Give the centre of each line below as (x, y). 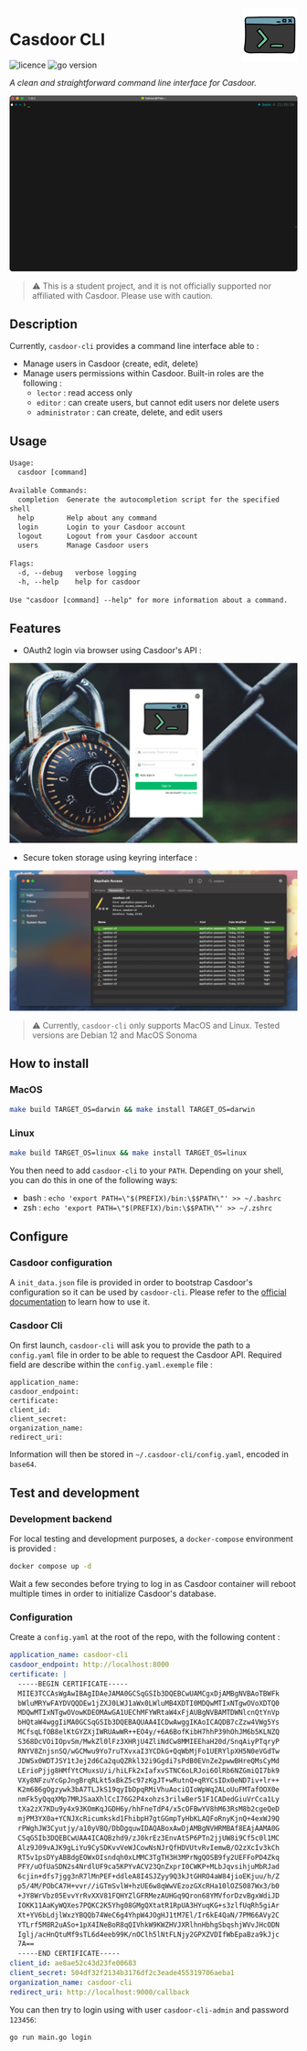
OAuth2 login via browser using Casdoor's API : (112, 650)
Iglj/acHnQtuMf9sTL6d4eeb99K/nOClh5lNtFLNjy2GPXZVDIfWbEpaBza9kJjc (149, 1934)
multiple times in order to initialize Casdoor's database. (113, 1593)
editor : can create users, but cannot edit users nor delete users (158, 403)
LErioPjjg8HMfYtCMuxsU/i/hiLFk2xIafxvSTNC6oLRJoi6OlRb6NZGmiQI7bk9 (149, 1771)
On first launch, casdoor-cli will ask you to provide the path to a (130, 1346)
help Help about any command (87, 518)
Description (43, 324)
